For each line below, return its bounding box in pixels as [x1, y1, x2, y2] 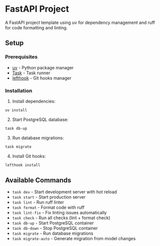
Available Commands [5, 176, 71, 184]
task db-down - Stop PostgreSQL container [12, 225, 98, 231]
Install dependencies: [12, 98, 56, 104]
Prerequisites [5, 54, 38, 61]
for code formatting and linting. [5, 24, 68, 30]
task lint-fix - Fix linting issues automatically [12, 210, 107, 216]
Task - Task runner [12, 70, 50, 76]
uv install [5, 107, 27, 113]
